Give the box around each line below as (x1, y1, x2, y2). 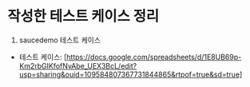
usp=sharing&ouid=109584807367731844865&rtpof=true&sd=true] (18, 69, 243, 79)
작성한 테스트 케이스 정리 (7, 7, 160, 26)
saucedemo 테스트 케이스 (18, 35, 101, 45)
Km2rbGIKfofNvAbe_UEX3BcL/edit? (18, 61, 137, 70)
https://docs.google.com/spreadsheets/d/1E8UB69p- (66, 52, 242, 61)
